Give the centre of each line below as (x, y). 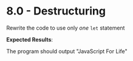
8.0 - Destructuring (56, 11)
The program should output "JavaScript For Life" (67, 51)
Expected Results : (30, 39)
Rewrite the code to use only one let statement (66, 28)
